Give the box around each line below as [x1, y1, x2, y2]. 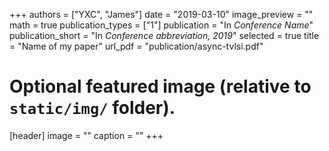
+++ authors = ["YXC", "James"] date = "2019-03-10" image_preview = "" [9, 9, 314, 20]
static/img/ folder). [9, 97, 176, 119]
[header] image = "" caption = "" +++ [9, 129, 164, 141]
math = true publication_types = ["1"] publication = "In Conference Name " [9, 19, 314, 31]
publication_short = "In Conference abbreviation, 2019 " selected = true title [9, 30, 320, 41]
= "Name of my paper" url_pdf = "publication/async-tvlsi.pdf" [9, 40, 264, 52]
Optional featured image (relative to [9, 75, 312, 98]
